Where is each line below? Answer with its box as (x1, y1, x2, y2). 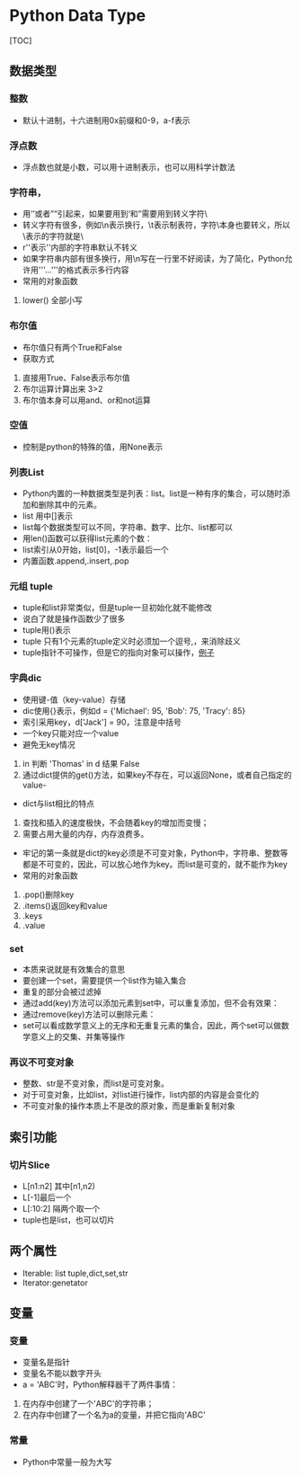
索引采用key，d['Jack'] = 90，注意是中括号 (22, 716, 181, 727)
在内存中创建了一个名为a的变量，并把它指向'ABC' (22, 1409, 207, 1420)
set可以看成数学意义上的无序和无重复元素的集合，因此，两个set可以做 (22, 1020, 282, 1030)
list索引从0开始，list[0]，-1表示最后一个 (22, 545, 169, 556)
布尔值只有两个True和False (22, 342, 123, 352)
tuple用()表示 (22, 625, 71, 636)
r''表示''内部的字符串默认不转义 (22, 242, 137, 253)
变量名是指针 (22, 1356, 70, 1367)
